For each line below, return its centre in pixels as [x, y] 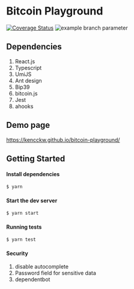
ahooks [24, 106]
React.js [25, 61]
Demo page [28, 125]
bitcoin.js [26, 93]
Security [17, 253]
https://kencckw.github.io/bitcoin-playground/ [63, 139]
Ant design [28, 80]
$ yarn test [21, 240]
